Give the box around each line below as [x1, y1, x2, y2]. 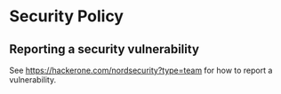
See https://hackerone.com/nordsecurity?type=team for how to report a [9, 65, 273, 75]
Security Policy [9, 6, 124, 27]
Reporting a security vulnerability [9, 42, 200, 57]
